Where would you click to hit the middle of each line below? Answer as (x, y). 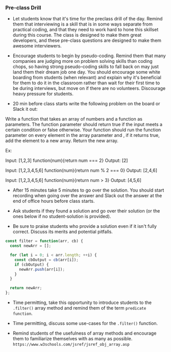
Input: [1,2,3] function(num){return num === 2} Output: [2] (67, 160)
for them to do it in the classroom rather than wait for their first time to (86, 83)
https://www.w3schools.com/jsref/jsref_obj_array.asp (71, 345)
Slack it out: (25, 109)
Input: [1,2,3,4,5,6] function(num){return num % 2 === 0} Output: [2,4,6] (81, 171)
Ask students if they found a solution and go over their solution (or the (86, 211)
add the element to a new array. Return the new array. (62, 141)
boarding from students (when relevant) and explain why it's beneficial (87, 78)
